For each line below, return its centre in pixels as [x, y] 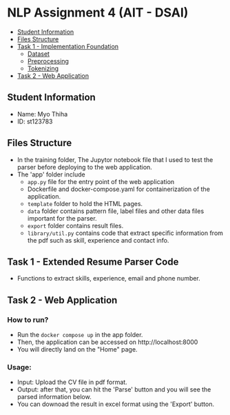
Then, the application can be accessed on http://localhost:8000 [107, 342]
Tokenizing [43, 68]
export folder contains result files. [75, 225]
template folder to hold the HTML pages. [85, 203]
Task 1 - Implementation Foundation [68, 46]
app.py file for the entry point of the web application [101, 181]
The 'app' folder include [51, 174]
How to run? [28, 320]
